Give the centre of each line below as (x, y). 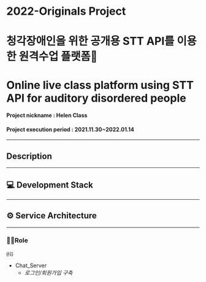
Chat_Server (31, 265)
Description (29, 156)
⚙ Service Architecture (51, 216)
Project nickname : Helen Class (47, 115)
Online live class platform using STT (100, 85)
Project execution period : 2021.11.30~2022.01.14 (71, 129)
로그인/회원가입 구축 (48, 273)
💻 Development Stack (50, 185)
